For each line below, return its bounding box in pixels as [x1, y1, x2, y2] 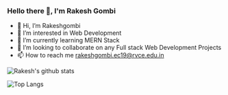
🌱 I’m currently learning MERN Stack [16, 36, 120, 44]
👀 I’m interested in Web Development [16, 29, 122, 37]
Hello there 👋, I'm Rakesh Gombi [7, 6, 116, 16]
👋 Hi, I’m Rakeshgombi [16, 22, 81, 30]
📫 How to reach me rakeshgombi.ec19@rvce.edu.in [16, 51, 164, 59]
